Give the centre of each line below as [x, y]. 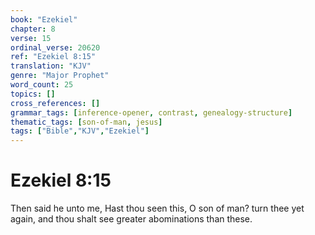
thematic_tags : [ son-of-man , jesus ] [86, 122]
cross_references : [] [55, 103]
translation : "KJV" [51, 66]
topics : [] [33, 94]
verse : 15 [31, 38]
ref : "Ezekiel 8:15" [53, 57]
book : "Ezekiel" [44, 19]
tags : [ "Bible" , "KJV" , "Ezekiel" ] [80, 131]
